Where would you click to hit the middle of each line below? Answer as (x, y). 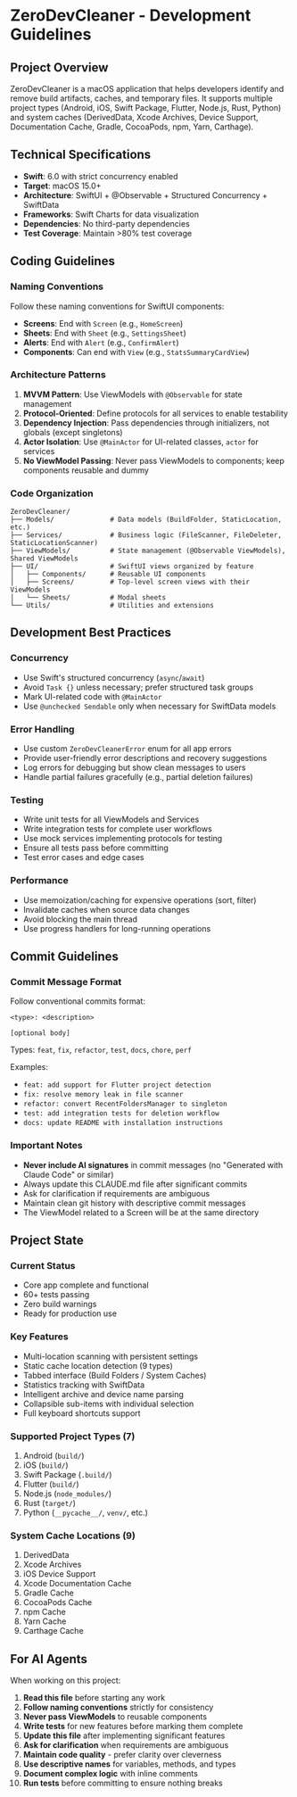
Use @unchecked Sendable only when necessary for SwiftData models (149, 706)
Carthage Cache (53, 1631)
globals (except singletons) (73, 432)
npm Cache (44, 1612)
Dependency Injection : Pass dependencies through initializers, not (146, 422)
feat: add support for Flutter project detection (117, 1085)
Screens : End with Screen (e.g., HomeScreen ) (103, 323)
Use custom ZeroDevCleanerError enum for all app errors (127, 749)
